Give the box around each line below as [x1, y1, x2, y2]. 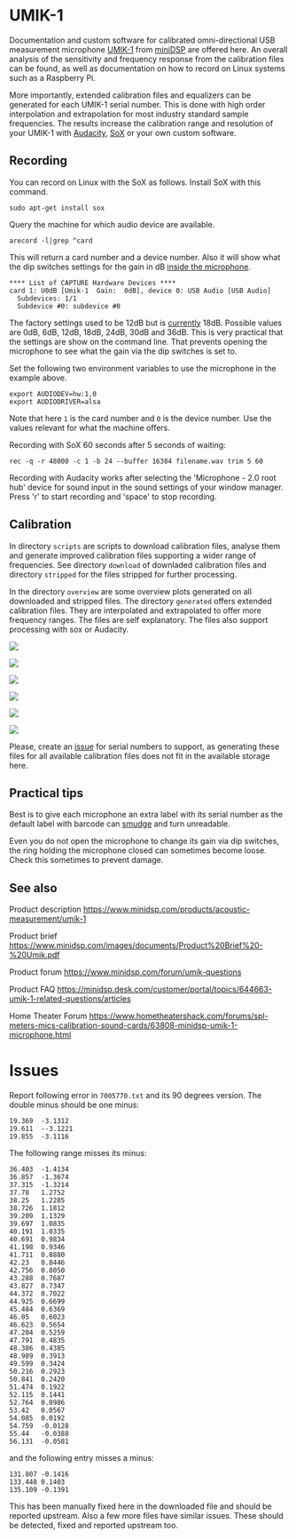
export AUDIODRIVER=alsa [9, 397, 101, 406]
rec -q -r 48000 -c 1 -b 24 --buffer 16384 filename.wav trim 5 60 [9, 457, 264, 466]
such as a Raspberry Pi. [9, 72, 96, 83]
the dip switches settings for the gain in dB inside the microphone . [9, 261, 251, 272]
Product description [9, 904, 82, 915]
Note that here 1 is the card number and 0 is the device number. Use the [9, 412, 272, 423]
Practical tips [9, 785, 84, 801]
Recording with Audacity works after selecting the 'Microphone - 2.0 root [9, 472, 277, 482]
